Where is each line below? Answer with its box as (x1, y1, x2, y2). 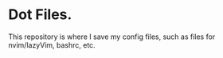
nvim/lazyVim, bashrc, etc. (8, 40, 96, 49)
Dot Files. (8, 6, 72, 24)
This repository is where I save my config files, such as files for (8, 32, 216, 41)
